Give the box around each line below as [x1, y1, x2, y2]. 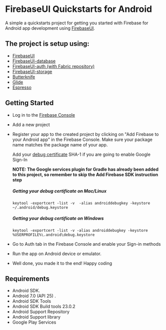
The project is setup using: [5, 40, 90, 48]
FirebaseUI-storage [12, 68, 53, 74]
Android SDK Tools [12, 298, 51, 304]
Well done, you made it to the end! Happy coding [12, 260, 112, 266]
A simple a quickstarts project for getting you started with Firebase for [5, 20, 149, 26]
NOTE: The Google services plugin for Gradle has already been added [12, 166, 159, 172]
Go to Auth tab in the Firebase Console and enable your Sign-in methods [12, 241, 161, 247]
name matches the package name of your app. [12, 141, 108, 147]
